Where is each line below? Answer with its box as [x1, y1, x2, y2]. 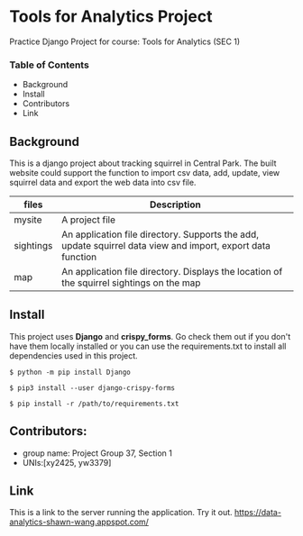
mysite [14, 213, 42, 226]
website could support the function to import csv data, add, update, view [9, 168, 280, 178]
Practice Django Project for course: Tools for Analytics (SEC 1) [9, 36, 241, 47]
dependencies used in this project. [9, 350, 138, 361]
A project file [61, 213, 115, 226]
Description [149, 198, 201, 211]
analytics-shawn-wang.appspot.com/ [9, 516, 149, 528]
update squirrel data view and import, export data [61, 240, 271, 252]
